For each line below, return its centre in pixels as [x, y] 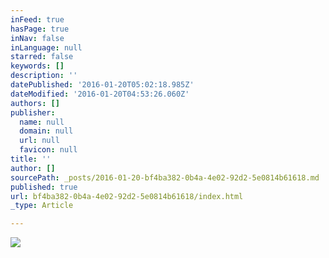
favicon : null [48, 150]
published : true [44, 187]
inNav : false [37, 38]
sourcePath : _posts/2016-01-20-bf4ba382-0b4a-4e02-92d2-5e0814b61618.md [165, 177]
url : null [39, 141]
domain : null [46, 131]
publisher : [33, 112]
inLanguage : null [46, 47]
